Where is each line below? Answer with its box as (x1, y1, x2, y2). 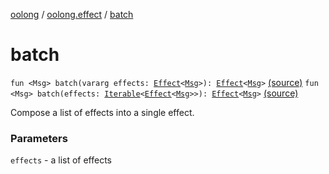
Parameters (10, 131, 68, 145)
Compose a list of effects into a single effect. (10, 106, 195, 118)
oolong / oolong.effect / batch (10, 9, 134, 20)
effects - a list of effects (10, 154, 113, 166)
